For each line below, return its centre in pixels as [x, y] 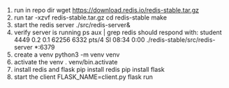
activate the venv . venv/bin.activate [66, 62]
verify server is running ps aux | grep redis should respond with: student [118, 32]
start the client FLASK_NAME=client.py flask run [83, 77]
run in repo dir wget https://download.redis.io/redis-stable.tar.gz [106, 10]
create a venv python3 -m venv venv [67, 54]
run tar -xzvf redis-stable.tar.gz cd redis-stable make [90, 17]
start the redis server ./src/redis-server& [72, 25]
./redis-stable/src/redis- [181, 40]
